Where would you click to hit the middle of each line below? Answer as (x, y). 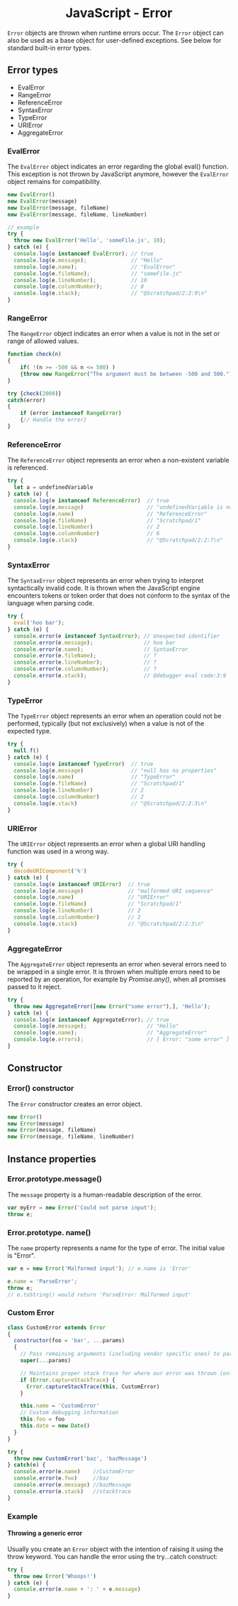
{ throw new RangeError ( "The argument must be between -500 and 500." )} (128, 374)
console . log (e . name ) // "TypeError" (95, 777)
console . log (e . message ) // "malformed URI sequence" (114, 891)
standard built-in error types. (50, 48)
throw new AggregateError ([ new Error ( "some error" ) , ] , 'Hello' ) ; (112, 1006)
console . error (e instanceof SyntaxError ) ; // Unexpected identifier (117, 636)
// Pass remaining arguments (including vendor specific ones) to (120, 1354)
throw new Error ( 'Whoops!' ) (55, 1576)
